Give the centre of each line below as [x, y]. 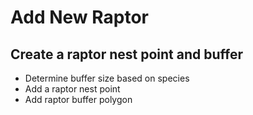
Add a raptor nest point [72, 89]
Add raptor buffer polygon [78, 99]
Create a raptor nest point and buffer [126, 54]
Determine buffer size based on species [107, 78]
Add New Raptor [79, 17]
